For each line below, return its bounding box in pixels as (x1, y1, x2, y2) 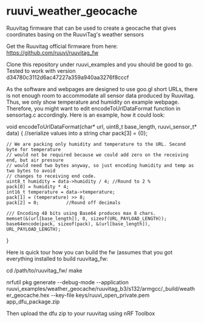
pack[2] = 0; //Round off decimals (6, 199, 121, 206)
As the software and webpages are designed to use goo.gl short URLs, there (6, 85, 198, 92)
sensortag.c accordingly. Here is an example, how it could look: (6, 111, 165, 118)
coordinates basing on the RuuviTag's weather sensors (6, 30, 144, 38)
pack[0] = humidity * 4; (6, 183, 69, 189)
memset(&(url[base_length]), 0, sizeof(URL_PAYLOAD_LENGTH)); (6, 216, 167, 222)
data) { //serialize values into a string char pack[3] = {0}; (6, 129, 148, 137)
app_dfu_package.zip (6, 297, 60, 305)
